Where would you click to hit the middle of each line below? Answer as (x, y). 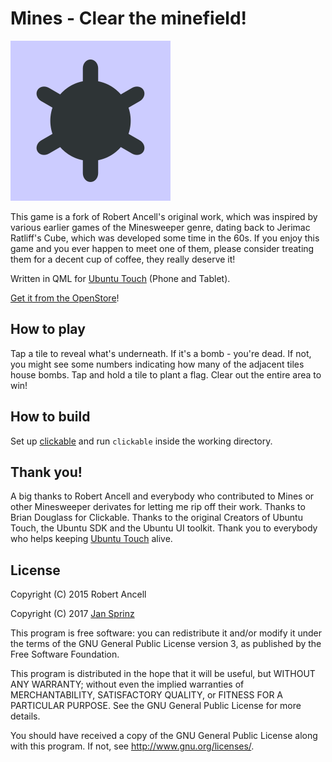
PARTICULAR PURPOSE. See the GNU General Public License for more (156, 706)
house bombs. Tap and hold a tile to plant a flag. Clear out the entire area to (166, 374)
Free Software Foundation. (65, 654)
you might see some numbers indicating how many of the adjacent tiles (157, 364)
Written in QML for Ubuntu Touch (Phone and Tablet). (120, 278)
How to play (48, 329)
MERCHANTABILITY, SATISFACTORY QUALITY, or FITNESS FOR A (146, 695)
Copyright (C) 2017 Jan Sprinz (72, 614)
